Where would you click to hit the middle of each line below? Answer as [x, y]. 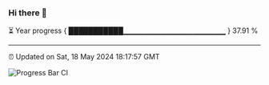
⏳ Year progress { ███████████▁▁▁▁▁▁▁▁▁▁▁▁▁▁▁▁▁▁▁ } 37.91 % [133, 30]
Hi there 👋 [28, 13]
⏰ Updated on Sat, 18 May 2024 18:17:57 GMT [84, 57]
